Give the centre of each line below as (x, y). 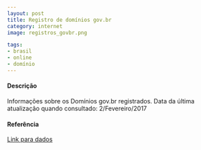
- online (20, 58)
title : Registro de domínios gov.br (59, 20)
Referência (23, 124)
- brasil (20, 51)
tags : (15, 45)
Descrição (22, 86)
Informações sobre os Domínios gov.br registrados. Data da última (101, 101)
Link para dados (30, 139)
